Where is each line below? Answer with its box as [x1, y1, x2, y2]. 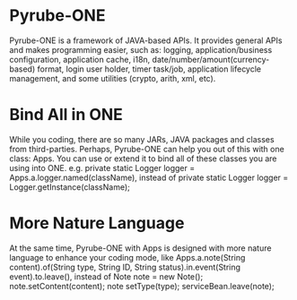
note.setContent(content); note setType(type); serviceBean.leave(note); [9, 280, 275, 291]
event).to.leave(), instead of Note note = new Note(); [9, 270, 204, 282]
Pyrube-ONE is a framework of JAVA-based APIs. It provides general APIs [9, 35, 283, 46]
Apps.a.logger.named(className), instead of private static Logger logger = [9, 172, 289, 183]
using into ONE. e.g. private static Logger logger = [9, 162, 196, 173]
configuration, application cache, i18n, [9, 54, 151, 64]
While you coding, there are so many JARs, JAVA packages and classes [9, 133, 275, 144]
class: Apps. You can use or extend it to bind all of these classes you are [9, 153, 277, 164]
